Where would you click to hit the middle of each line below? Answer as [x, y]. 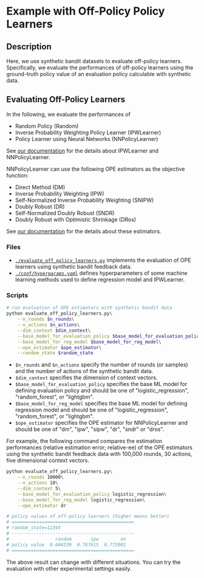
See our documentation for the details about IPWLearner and [83, 151]
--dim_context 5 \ [39, 488]
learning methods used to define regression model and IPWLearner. [100, 280]
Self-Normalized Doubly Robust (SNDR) [65, 213]
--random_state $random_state [56, 353]
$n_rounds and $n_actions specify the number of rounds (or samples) [101, 365]
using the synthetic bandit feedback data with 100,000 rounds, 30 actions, [99, 454]
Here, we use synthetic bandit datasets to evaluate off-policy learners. [94, 61]
